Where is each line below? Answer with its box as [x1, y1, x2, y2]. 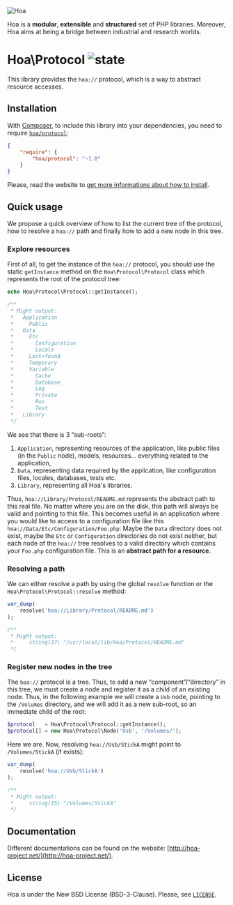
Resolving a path [7, 564, 65, 574]
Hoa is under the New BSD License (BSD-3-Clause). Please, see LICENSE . [7, 890, 217, 898]
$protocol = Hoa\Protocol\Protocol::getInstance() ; [7, 721, 167, 728]
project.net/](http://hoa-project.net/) [7, 851, 112, 860]
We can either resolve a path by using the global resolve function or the [7, 580, 214, 588]
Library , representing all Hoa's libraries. [17, 481, 133, 489]
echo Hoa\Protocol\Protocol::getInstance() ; [7, 288, 138, 296]
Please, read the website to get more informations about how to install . [7, 181, 210, 189]
